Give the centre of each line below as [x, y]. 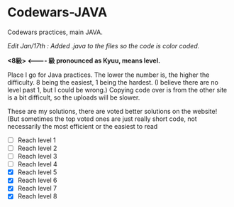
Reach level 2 [37, 148]
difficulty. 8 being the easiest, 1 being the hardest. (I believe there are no [113, 82]
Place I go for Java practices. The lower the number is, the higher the [108, 75]
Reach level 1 [37, 140]
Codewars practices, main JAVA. [55, 32]
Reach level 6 [38, 180]
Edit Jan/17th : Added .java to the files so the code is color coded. [104, 46]
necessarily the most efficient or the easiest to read [83, 126]
